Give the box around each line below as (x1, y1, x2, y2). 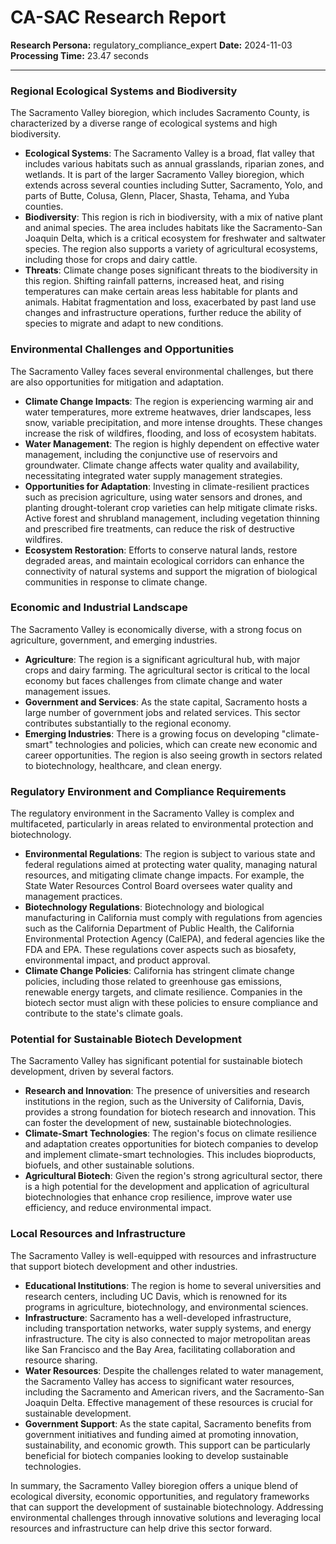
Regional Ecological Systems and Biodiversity (10, 84, 238, 98)
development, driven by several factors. (10, 1066, 175, 1078)
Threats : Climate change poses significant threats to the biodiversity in (24, 264, 318, 276)
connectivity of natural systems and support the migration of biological (24, 565, 318, 577)
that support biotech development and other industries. (10, 1260, 238, 1272)
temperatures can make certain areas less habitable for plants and (24, 286, 298, 298)
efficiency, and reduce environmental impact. (24, 1202, 212, 1214)
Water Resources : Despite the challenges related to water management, (24, 1364, 324, 1376)
